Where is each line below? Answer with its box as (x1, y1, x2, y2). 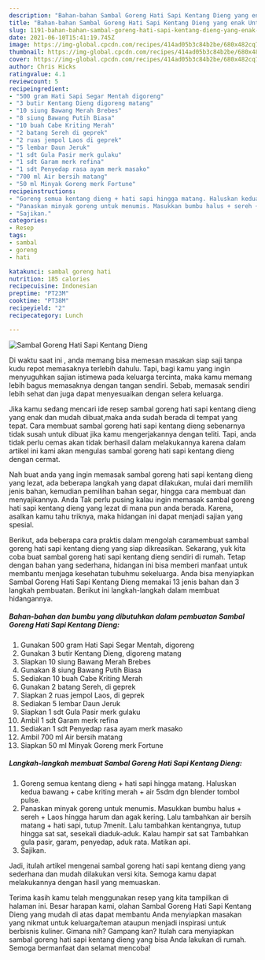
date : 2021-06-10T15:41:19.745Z (9, 33, 115, 42)
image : (9, 41, 31, 49)
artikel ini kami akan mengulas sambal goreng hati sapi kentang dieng (9, 446, 234, 456)
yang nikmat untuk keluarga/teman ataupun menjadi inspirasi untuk (9, 917, 226, 927)
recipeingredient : (9, 84, 69, 93)
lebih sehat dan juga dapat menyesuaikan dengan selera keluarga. (9, 389, 223, 398)
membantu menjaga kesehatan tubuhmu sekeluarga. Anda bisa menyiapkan (9, 568, 255, 578)
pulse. (20, 795, 41, 805)
